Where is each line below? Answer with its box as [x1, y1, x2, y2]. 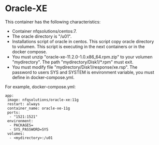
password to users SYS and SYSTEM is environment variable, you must [12, 69, 155, 75]
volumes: [7, 131, 25, 136]
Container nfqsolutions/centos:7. [12, 28, 77, 34]
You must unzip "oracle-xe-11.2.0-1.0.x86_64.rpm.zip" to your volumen [12, 54, 153, 59]
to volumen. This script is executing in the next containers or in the [12, 43, 145, 49]
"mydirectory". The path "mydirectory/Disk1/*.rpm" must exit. [12, 59, 134, 65]
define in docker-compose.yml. [12, 74, 75, 80]
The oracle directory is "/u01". [12, 33, 72, 39]
